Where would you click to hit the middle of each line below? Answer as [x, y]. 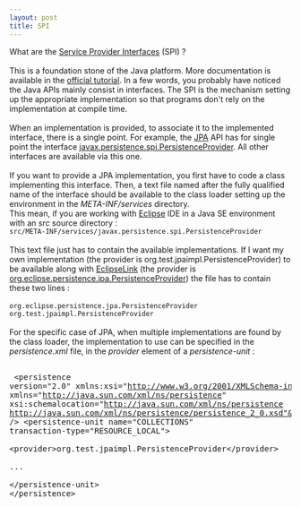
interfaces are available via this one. [76, 156]
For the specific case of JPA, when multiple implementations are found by [146, 331]
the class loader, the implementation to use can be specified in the [132, 341]
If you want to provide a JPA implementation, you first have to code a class [147, 175]
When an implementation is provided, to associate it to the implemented [142, 127]
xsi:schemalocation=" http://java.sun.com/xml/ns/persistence [146, 404]
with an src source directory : [64, 223]
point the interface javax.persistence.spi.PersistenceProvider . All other [139, 146]
